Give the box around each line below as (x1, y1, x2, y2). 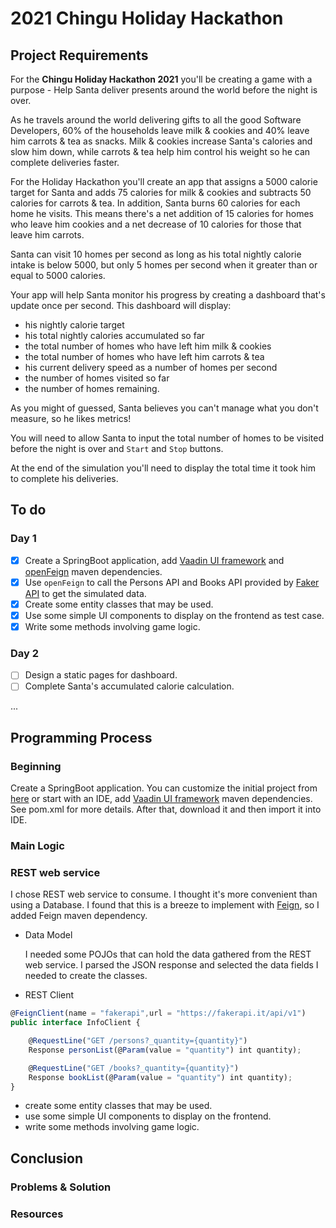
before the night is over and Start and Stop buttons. (10, 443, 224, 454)
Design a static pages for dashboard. (24, 669, 178, 681)
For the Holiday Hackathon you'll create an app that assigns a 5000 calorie (10, 176, 318, 187)
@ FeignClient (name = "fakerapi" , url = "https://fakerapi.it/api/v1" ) (10, 1008, 307, 1019)
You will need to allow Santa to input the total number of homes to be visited (10, 432, 325, 444)
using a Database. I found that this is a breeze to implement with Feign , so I (10, 899, 320, 911)
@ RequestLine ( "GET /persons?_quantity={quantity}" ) (28, 1036, 248, 1046)
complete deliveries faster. (10, 157, 120, 168)
